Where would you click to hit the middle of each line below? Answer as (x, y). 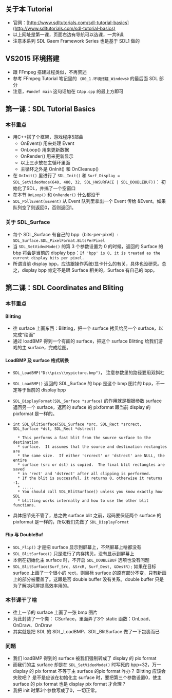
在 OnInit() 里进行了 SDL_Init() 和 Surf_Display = (66, 176)
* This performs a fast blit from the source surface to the (84, 438)
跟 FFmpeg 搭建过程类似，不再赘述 (50, 72)
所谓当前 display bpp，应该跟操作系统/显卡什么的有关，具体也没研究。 (87, 263)
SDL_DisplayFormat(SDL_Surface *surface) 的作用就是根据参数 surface (87, 401)
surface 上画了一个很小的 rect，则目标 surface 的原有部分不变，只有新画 (90, 573)
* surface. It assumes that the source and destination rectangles (92, 447)
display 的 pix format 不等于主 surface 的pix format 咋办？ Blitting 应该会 (89, 671)
